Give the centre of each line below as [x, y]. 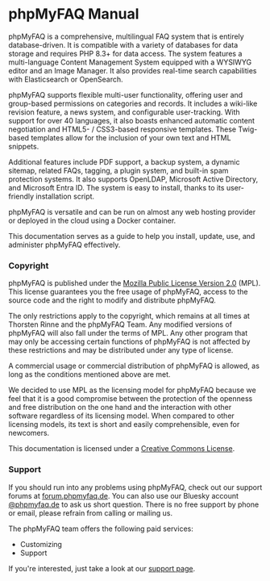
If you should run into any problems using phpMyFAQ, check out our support [135, 487]
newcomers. [29, 433]
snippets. [24, 146]
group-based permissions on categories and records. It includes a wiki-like [133, 103]
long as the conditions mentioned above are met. [89, 374]
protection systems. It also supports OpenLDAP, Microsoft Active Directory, [133, 179]
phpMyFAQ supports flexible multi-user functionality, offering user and [126, 94]
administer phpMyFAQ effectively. [64, 245]
